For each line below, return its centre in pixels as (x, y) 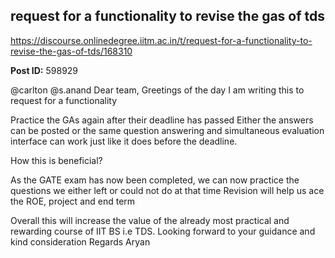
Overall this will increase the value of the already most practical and (150, 220)
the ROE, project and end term (73, 201)
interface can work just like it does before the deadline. (124, 141)
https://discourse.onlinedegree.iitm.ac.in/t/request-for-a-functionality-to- (161, 40)
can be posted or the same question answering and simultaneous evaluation (167, 130)
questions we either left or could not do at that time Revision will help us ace (167, 190)
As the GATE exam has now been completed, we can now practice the (155, 180)
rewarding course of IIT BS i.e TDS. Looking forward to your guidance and (163, 231)
